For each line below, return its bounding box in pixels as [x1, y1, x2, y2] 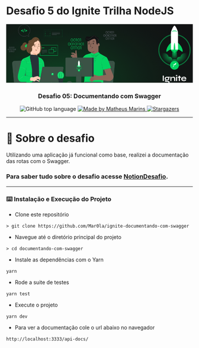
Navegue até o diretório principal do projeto [14, 233, 121, 241]
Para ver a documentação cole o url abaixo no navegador [14, 324, 155, 331]
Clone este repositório [14, 210, 69, 218]
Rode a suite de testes [14, 279, 69, 286]
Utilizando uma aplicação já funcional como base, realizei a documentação [6, 151, 189, 158]
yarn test [6, 290, 31, 297]
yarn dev [6, 313, 28, 320]
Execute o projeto [14, 301, 58, 308]
